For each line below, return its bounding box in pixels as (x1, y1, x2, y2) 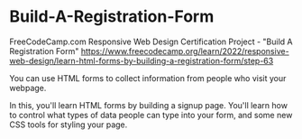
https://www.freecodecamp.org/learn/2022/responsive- (80, 45, 290, 56)
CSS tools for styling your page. (9, 119, 128, 130)
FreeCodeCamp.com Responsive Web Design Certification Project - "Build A (9, 36, 293, 47)
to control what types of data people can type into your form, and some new (9, 109, 293, 120)
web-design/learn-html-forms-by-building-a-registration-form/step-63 (9, 55, 274, 66)
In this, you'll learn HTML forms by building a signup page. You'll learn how (9, 99, 288, 110)
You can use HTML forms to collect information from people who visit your (9, 72, 287, 83)
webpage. (9, 82, 47, 93)
